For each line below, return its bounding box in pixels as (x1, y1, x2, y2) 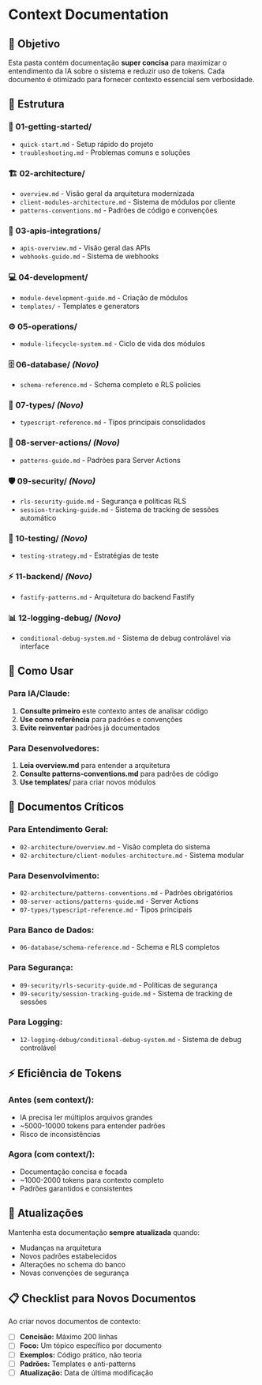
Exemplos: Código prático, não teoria (19, 1349, 142, 1360)
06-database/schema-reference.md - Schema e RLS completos (19, 943, 220, 952)
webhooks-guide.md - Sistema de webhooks (19, 251, 159, 262)
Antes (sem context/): (8, 1094, 95, 1105)
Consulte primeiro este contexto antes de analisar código (19, 706, 208, 716)
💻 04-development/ (8, 272, 88, 283)
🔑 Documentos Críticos (8, 800, 125, 814)
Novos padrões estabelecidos (19, 1251, 117, 1261)
